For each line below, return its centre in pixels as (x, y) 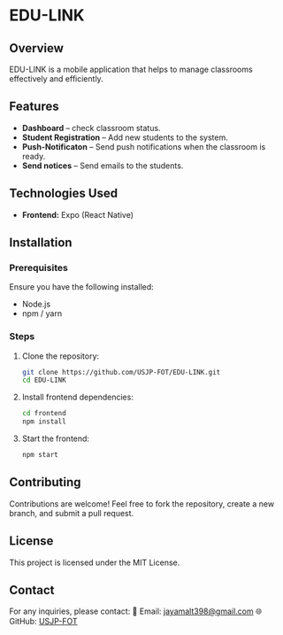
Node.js (36, 304)
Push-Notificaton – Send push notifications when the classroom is (144, 146)
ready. (34, 156)
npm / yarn (42, 314)
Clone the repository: (61, 356)
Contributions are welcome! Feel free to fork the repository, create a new (142, 503)
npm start (40, 455)
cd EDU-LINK (44, 380)
